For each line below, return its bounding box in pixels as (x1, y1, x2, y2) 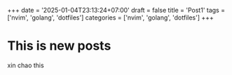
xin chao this (7, 61, 44, 69)
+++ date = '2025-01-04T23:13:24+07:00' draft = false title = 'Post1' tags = (7, 6, 226, 14)
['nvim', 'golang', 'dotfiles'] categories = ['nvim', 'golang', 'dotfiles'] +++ (7, 13, 214, 22)
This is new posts (7, 38, 111, 54)
